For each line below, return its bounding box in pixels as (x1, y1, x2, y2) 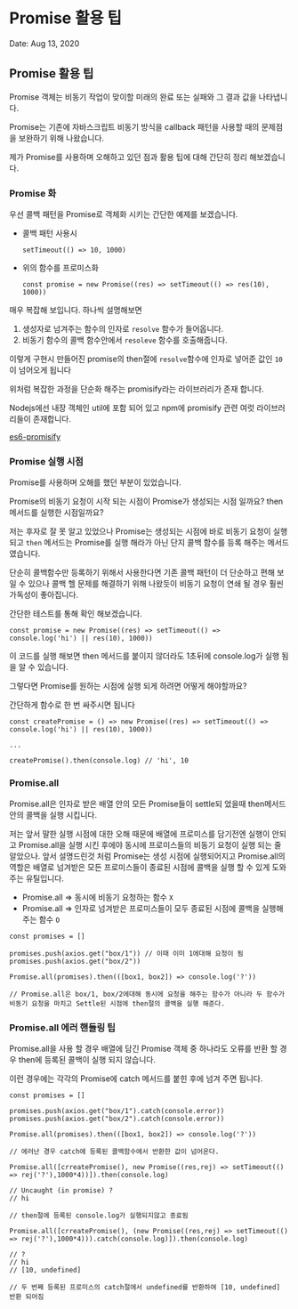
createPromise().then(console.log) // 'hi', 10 (9, 756, 189, 765)
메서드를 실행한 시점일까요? (9, 507, 104, 518)
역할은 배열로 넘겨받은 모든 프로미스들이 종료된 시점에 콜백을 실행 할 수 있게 (9, 861, 270, 872)
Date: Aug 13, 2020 (9, 37, 80, 49)
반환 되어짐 (9, 1292, 44, 1301)
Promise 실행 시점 (9, 455, 85, 467)
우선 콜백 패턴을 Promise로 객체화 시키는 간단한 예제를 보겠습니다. (9, 209, 238, 220)
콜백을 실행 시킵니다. (25, 809, 98, 820)
